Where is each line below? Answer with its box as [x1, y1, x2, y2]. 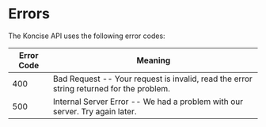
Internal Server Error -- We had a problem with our [52, 96, 244, 107]
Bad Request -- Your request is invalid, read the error [52, 73, 253, 84]
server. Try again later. [52, 106, 137, 117]
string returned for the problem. [52, 83, 170, 94]
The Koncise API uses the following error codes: [8, 31, 165, 40]
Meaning [136, 55, 171, 66]
